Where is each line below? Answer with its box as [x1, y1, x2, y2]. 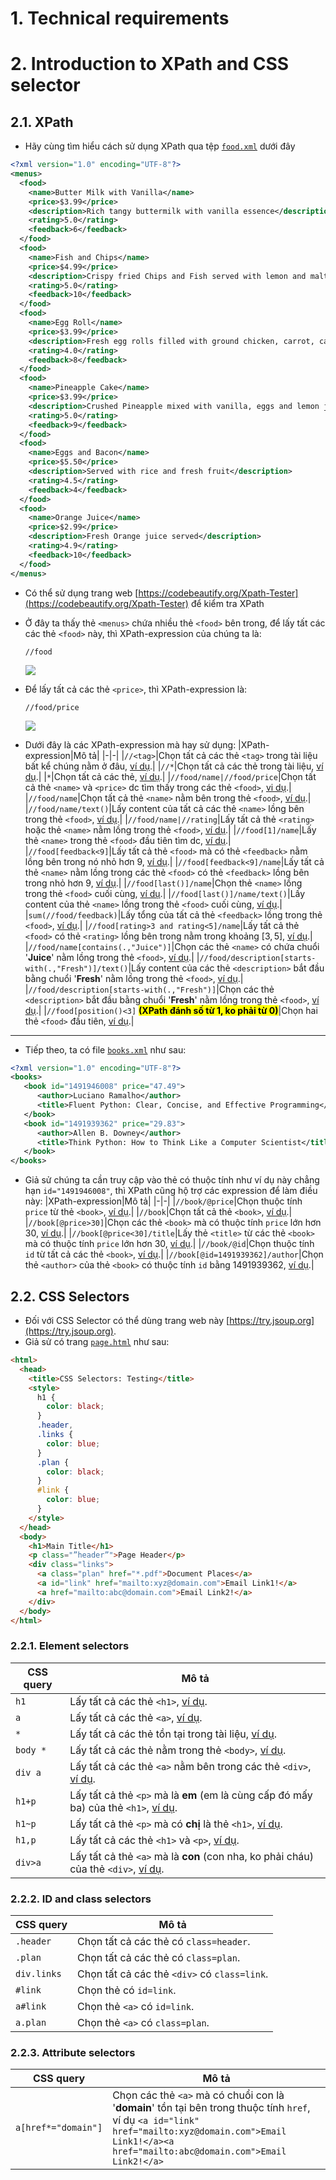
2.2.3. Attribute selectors [10, 2045, 136, 2059]
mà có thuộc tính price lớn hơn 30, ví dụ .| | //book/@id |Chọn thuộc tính [24, 1238, 315, 1250]
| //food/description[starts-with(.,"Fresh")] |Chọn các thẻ [24, 983, 275, 995]
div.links [15, 1968, 62, 1979]
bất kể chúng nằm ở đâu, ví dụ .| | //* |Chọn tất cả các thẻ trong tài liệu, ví [24, 760, 324, 772]
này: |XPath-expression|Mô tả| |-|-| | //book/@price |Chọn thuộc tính [24, 1195, 303, 1207]
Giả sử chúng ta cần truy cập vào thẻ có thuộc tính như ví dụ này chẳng [24, 1174, 320, 1186]
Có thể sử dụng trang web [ [24, 587, 139, 599]
